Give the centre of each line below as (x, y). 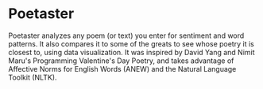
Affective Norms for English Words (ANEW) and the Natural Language (122, 69)
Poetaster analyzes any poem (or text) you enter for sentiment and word (126, 35)
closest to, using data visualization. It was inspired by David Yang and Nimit (132, 52)
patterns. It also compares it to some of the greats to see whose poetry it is (131, 43)
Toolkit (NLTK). (33, 77)
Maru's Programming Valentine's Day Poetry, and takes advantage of (121, 61)
